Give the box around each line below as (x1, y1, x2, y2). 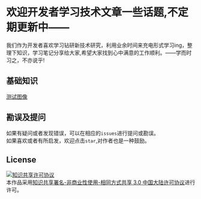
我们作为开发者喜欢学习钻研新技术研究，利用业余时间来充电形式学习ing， (6, 41, 188, 49)
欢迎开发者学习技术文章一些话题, (6, 5, 168, 19)
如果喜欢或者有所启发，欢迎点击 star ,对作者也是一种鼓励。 (6, 136, 150, 144)
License (6, 155, 37, 165)
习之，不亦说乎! (6, 57, 45, 64)
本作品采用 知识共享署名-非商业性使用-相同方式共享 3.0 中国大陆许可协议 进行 (6, 179, 196, 186)
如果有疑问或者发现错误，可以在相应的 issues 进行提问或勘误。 (6, 129, 159, 136)
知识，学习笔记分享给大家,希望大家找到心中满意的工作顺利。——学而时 (16, 49, 192, 56)
